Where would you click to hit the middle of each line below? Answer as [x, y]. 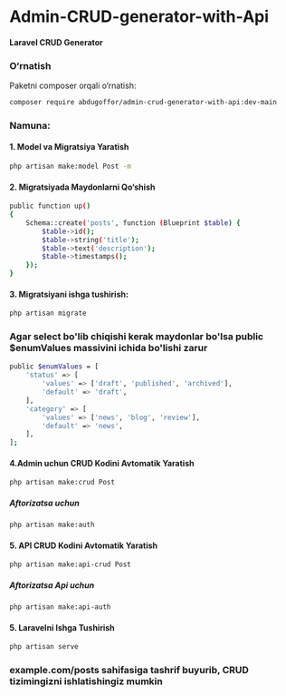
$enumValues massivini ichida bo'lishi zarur [109, 348]
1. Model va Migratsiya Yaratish [69, 147]
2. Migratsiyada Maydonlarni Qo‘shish [82, 187]
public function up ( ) [50, 206]
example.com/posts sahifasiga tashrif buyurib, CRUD [129, 670]
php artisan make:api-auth [60, 607]
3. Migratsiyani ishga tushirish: [69, 294]
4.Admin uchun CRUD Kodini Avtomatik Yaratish [102, 463]
